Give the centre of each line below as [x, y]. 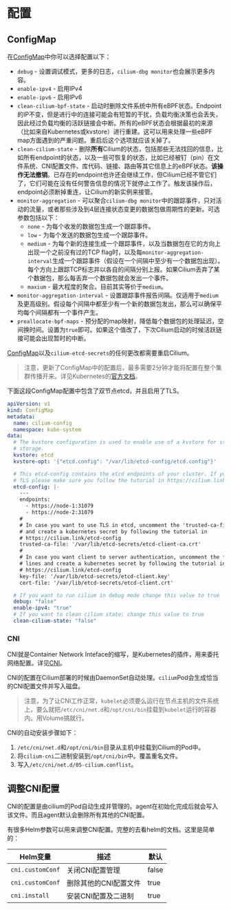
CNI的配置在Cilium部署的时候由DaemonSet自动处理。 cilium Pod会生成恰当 [113, 678]
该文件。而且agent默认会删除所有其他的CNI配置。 [78, 815]
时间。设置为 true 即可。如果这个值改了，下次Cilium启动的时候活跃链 [125, 330]
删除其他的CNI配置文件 [103, 883]
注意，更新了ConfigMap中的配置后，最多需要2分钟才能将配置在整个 [120, 368]
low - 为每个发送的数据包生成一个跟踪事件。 [89, 235]
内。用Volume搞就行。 [56, 718]
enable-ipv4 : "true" [43, 608]
